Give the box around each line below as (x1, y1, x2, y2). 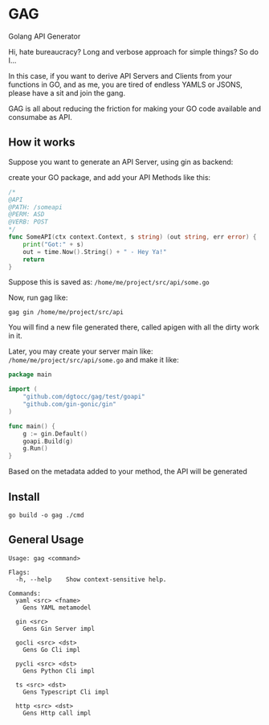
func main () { (8, 422, 56, 430)
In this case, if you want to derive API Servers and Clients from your (8, 71, 233, 80)
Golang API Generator (8, 31, 81, 41)
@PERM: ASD (8, 211, 45, 219)
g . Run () (22, 444, 48, 453)
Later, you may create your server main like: (8, 346, 153, 356)
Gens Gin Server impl (22, 625, 95, 633)
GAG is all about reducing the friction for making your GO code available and (8, 104, 262, 113)
